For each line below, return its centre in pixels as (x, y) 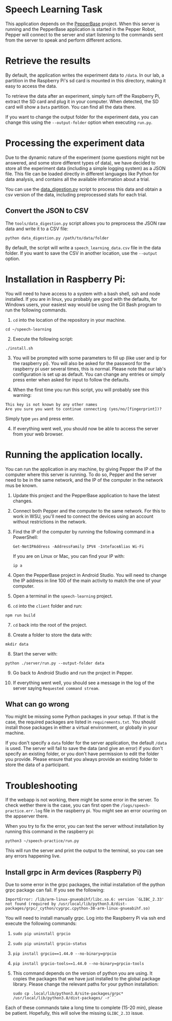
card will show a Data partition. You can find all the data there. (71, 107)
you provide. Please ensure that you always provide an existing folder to (82, 759)
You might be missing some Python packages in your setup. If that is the (82, 717)
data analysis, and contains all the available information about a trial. (78, 179)
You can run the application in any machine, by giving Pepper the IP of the (84, 469)
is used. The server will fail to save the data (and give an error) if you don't (84, 749)
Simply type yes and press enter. (40, 418)
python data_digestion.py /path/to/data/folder (57, 238)
